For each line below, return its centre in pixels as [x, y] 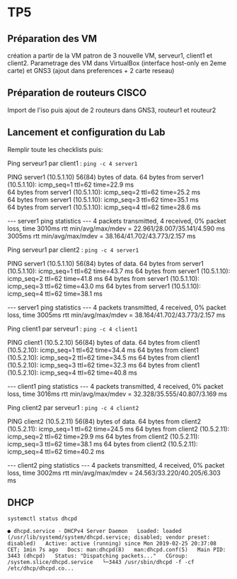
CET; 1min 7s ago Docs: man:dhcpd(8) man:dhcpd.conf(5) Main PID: [117, 550]
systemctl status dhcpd [42, 519]
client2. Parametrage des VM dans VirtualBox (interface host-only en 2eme [117, 63]
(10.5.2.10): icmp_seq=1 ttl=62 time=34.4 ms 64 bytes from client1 [103, 350]
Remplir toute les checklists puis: [56, 149]
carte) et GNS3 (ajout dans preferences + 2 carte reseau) [91, 71]
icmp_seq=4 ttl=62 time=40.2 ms [56, 451]
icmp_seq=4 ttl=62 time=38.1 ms [55, 293]
